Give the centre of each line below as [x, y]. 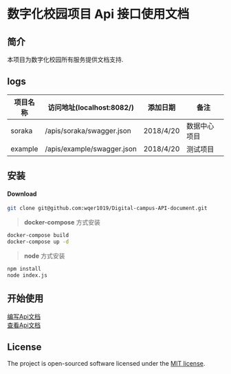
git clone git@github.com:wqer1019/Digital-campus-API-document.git [107, 208]
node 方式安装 [44, 256]
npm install [24, 269]
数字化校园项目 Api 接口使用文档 [98, 14]
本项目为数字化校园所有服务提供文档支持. [65, 60]
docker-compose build [38, 236]
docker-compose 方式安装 [62, 222]
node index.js [27, 275]
